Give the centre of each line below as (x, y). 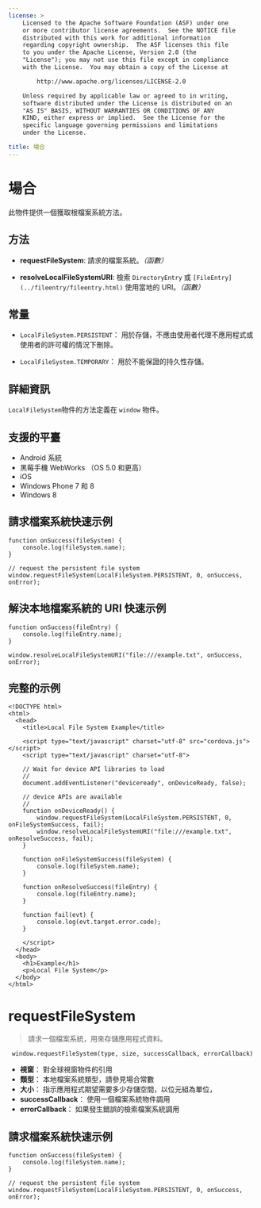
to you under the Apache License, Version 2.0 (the (109, 52)
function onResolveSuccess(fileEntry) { (90, 888)
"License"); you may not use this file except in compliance (125, 60)
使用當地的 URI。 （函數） (165, 287)
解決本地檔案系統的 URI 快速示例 (87, 609)
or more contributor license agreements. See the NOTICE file (129, 30)
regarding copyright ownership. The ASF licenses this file (125, 45)
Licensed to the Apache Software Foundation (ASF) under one (125, 23)
